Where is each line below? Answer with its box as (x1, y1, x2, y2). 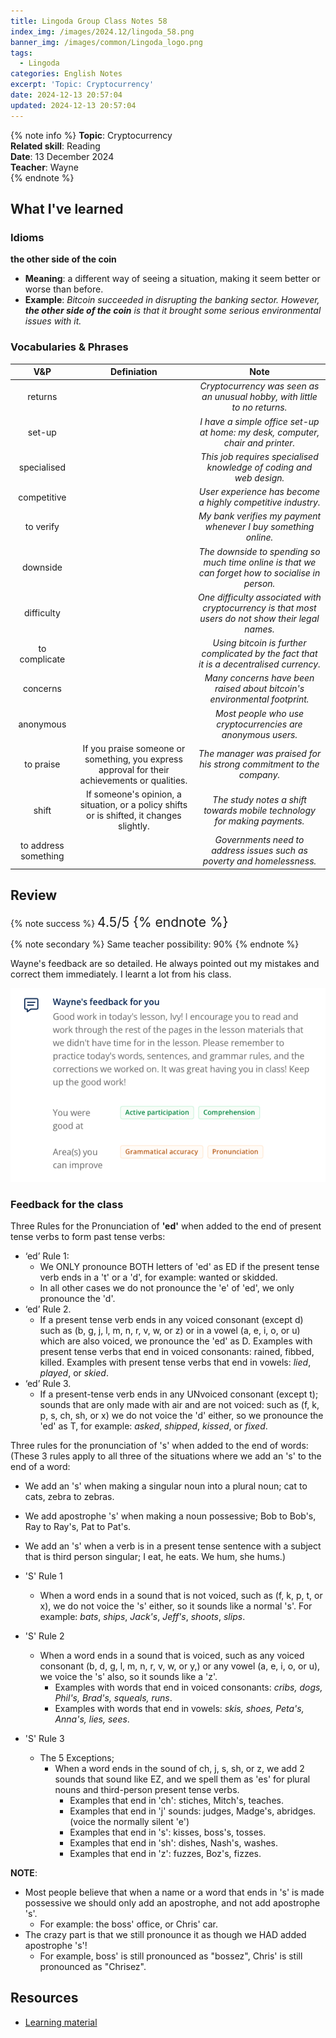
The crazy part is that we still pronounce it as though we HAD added (24, 1929, 307, 1941)
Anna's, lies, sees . (54, 1713, 130, 1725)
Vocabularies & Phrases (10, 340, 129, 354)
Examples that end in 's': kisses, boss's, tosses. (69, 1826, 267, 1839)
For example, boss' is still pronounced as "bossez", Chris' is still (39, 1950, 303, 1962)
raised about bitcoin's (214, 683, 305, 695)
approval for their (98, 763, 170, 775)
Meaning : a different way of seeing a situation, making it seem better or (24, 273, 321, 285)
